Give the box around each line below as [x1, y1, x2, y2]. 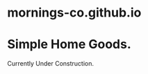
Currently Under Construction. [7, 59, 94, 68]
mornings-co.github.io [7, 5, 142, 21]
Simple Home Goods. [7, 37, 132, 53]
